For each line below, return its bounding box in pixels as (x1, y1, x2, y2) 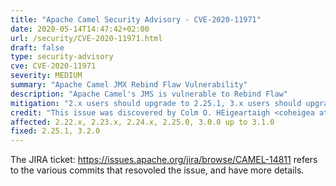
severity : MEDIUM (10, 71, 83, 81)
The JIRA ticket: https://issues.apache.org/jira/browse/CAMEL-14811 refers (10, 154, 318, 166)
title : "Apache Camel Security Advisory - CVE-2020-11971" (10, 14, 262, 25)
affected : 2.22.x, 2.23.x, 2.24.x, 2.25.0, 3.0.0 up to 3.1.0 (10, 117, 275, 127)
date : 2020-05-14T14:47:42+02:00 (10, 24, 150, 34)
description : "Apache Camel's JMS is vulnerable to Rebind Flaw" (10, 89, 288, 99)
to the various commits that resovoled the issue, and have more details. (10, 164, 305, 176)
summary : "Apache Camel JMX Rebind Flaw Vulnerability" (10, 80, 248, 90)
